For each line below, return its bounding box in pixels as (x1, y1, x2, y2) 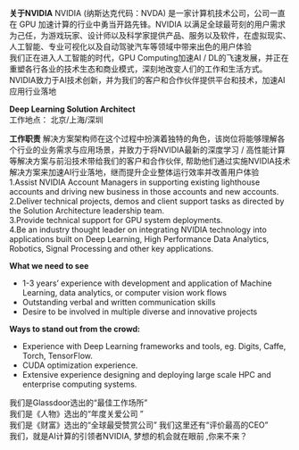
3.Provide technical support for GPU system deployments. (9, 215, 223, 225)
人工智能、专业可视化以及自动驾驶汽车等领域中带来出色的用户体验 (9, 41, 252, 52)
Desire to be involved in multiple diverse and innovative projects (21, 306, 258, 317)
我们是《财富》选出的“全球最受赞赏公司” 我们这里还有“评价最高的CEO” (9, 420, 269, 430)
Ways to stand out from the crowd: (9, 324, 141, 334)
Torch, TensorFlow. (21, 351, 94, 361)
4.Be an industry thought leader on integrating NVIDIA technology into (9, 224, 268, 235)
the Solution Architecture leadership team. (9, 205, 165, 216)
